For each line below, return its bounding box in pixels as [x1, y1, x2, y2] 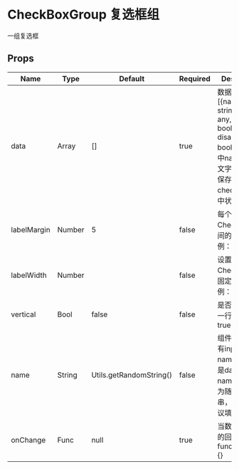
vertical [11, 309, 36, 319]
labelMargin [11, 225, 51, 234]
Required [179, 73, 211, 83]
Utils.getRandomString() [91, 370, 173, 380]
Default [119, 73, 144, 83]
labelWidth [11, 270, 48, 280]
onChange [11, 435, 46, 445]
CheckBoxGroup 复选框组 [7, 6, 160, 23]
